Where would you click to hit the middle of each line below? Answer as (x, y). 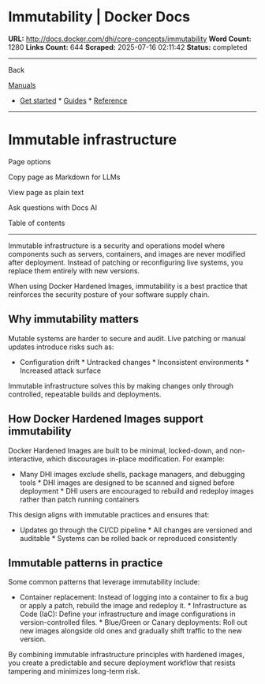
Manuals (22, 85)
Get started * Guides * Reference (73, 100)
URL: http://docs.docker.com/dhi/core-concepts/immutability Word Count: (130, 39)
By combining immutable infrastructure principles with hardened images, (126, 655)
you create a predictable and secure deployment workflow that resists (122, 663)
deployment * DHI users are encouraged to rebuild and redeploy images (137, 490)
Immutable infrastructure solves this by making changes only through (121, 385)
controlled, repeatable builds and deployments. (85, 394)
